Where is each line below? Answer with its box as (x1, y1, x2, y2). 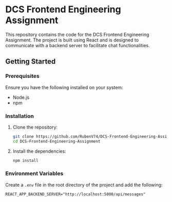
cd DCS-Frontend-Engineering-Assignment (12, 138, 101, 144)
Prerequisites (5, 73, 40, 80)
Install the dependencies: (12, 148, 67, 154)
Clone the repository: (12, 124, 58, 130)
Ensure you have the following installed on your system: (5, 84, 123, 90)
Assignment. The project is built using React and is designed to (5, 37, 139, 43)
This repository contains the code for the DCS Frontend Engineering (5, 31, 149, 37)
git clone (12, 134, 34, 139)
